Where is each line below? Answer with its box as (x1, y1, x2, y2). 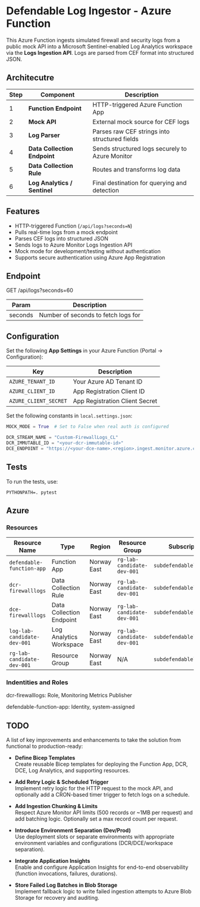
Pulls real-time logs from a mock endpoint (14, 228, 118, 236)
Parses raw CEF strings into (92, 127, 170, 135)
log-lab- (9, 628, 34, 635)
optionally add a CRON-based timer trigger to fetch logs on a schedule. (14, 791, 190, 799)
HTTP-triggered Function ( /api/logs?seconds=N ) (14, 222, 133, 229)
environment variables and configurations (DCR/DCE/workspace (14, 840, 173, 847)
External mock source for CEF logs (92, 117, 189, 126)
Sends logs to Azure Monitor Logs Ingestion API (14, 241, 133, 248)
